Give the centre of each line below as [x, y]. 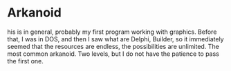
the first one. [25, 61]
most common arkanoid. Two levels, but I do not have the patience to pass [113, 54]
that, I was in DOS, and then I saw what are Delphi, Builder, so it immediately [115, 39]
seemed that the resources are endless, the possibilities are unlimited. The [113, 46]
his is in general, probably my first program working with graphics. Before [112, 32]
